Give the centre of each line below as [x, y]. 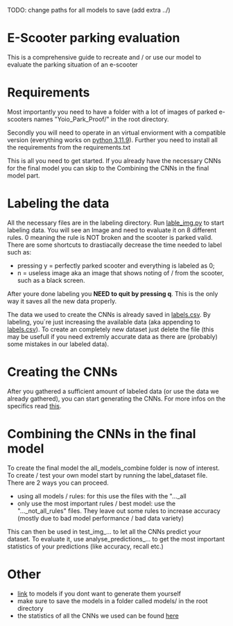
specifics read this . [34, 406]
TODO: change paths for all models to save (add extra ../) [89, 10]
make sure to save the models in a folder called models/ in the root [112, 601]
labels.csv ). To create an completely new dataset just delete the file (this [111, 329]
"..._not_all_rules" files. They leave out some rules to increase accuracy [119, 511]
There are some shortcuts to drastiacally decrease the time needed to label [114, 245]
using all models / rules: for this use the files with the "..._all [102, 496]
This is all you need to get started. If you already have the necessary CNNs [114, 160]
